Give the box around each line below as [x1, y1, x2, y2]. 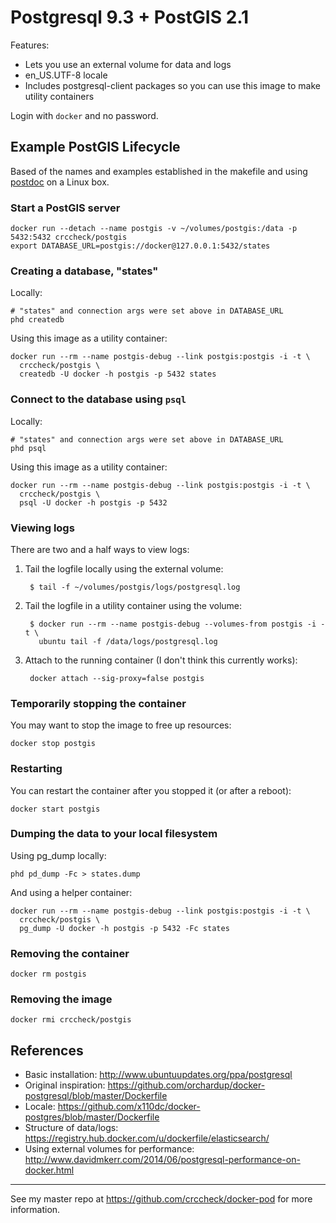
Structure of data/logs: [24, 1122, 119, 1134]
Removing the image [10, 992, 113, 1006]
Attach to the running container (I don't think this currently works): [24, 654, 298, 666]
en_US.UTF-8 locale [24, 69, 108, 81]
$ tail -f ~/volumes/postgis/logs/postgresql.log [29, 582, 241, 592]
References [10, 1042, 84, 1059]
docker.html [24, 1164, 75, 1176]
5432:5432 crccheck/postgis [10, 232, 128, 243]
